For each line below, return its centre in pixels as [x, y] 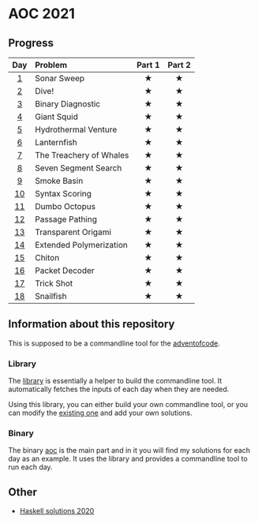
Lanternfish [56, 142]
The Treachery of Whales [82, 155]
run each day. [30, 467]
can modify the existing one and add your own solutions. [100, 413]
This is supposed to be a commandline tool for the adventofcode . [114, 343]
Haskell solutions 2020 [57, 511]
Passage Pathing [66, 219]
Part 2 [179, 65]
